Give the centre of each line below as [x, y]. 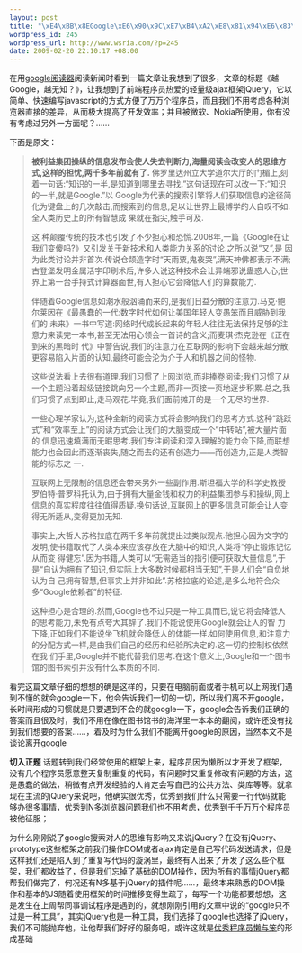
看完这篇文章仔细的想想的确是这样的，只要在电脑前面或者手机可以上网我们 [147, 687]
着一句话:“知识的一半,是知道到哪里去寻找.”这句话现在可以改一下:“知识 [159, 184]
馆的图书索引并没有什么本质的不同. [95, 667]
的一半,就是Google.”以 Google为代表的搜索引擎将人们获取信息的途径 [157, 196]
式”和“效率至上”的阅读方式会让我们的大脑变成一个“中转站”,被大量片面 [159, 430]
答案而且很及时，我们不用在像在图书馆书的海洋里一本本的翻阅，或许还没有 [147, 720]
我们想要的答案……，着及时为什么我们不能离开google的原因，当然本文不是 [155, 732]
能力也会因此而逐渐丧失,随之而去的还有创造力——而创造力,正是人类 [155, 453]
